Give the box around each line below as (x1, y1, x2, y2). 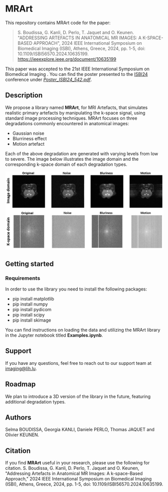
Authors (5, 413, 32, 422)
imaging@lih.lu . (5, 365, 37, 371)
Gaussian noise (12, 130, 45, 136)
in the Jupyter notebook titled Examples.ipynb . (5, 332, 103, 338)
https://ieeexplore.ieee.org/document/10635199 (17, 56, 116, 62)
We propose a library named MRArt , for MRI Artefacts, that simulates (5, 104, 148, 111)
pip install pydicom (12, 306, 52, 312)
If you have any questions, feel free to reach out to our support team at (5, 360, 152, 366)
